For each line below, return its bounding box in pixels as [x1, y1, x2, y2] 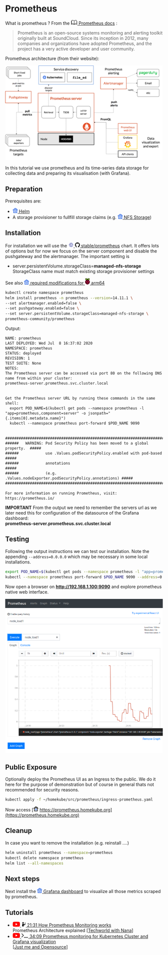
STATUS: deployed [5, 351, 41, 356]
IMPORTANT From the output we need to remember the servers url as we [5, 504, 157, 510]
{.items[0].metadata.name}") [5, 416, 66, 421]
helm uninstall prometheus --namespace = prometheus [5, 850, 113, 855]
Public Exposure [5, 763, 57, 771]
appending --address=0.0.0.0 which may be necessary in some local [5, 553, 148, 559]
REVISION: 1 [5, 356, 30, 361]
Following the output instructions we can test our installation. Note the [5, 548, 149, 554]
